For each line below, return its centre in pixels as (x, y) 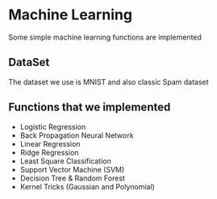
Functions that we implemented (90, 108)
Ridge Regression (49, 152)
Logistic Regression (53, 126)
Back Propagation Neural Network (77, 135)
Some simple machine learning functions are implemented (105, 37)
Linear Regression (50, 143)
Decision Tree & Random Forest (72, 178)
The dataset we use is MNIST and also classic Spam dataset (108, 81)
